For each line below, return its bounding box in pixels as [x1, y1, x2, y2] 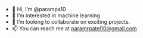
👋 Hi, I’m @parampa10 [11, 6, 67, 12]
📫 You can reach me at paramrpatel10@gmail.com [11, 25, 137, 32]
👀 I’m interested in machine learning [11, 12, 100, 19]
